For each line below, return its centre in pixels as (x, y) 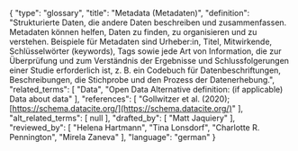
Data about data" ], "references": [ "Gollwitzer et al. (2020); (120, 99)
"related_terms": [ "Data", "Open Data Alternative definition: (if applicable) (146, 89)
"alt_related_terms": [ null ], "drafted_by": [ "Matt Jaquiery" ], (122, 118)
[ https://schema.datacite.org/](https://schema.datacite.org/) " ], (126, 108)
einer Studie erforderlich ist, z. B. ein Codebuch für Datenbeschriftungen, (145, 70)
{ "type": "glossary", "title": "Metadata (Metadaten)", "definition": (130, 13)
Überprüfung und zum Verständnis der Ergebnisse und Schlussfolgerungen (149, 61)
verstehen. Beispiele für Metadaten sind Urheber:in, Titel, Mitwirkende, (141, 41)
